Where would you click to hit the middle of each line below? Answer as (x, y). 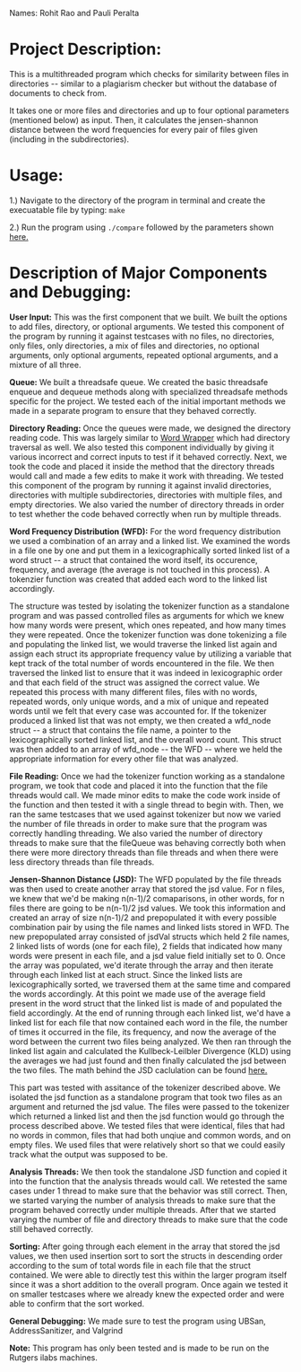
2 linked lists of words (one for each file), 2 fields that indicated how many (146, 945)
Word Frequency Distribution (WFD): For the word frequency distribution (145, 531)
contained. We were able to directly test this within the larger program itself (148, 1275)
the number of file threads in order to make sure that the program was (138, 823)
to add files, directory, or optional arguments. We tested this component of (147, 326)
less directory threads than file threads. (82, 862)
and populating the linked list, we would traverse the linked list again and (143, 644)
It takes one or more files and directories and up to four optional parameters (149, 110)
